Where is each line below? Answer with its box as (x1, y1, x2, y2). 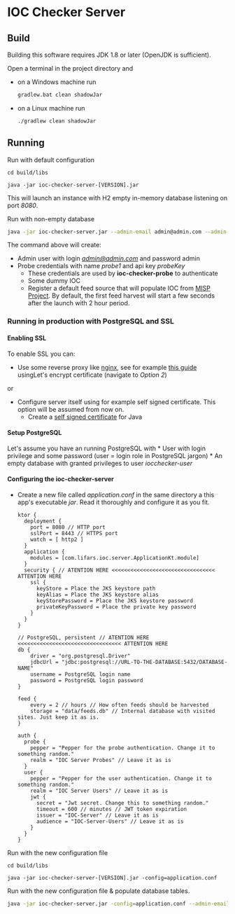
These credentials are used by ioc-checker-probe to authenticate (27, 269, 218, 277)
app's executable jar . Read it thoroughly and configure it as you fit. (17, 498, 210, 506)
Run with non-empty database (7, 214, 95, 223)
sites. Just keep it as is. (17, 714, 99, 721)
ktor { (17, 511, 37, 518)
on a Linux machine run (17, 104, 85, 112)
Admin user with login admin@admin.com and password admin (17, 254, 201, 263)
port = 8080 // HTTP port (30, 523, 106, 531)
